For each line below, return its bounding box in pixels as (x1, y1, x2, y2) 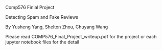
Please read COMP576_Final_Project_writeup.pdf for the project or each (5, 34, 157, 39)
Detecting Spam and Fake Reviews (5, 14, 78, 20)
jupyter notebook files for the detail (5, 39, 79, 45)
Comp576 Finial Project (5, 5, 55, 10)
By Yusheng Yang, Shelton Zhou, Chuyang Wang (5, 24, 108, 30)
